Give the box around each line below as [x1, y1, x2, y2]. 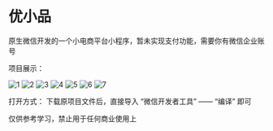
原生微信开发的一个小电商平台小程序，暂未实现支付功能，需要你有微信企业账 [8, 36, 265, 46]
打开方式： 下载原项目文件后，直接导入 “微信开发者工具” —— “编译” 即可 [8, 96, 252, 106]
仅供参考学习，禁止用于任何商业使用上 [8, 113, 136, 123]
